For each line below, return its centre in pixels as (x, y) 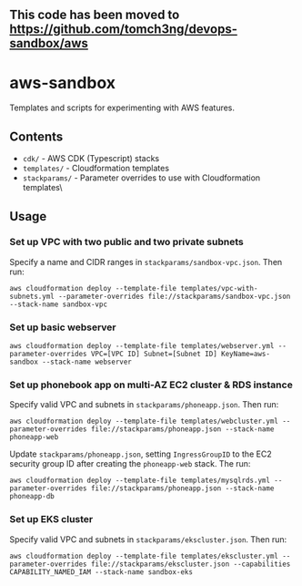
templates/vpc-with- (219, 288)
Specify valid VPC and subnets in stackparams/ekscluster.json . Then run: (148, 539)
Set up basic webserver (63, 327)
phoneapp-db (32, 497)
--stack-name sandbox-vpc (58, 304)
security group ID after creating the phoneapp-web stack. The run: (130, 464)
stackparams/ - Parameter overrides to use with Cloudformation (141, 178)
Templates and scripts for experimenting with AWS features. (122, 108)
